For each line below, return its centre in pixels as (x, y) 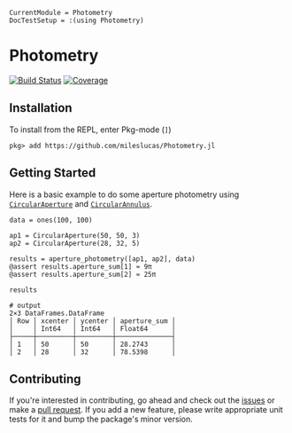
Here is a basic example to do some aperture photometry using (124, 194)
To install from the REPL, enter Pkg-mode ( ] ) (90, 130)
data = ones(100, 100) (51, 220)
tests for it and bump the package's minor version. (101, 419)
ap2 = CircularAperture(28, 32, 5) (75, 243)
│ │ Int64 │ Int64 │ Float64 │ (92, 328)
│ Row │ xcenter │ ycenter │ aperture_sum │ (92, 321)
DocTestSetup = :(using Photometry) (77, 20)
